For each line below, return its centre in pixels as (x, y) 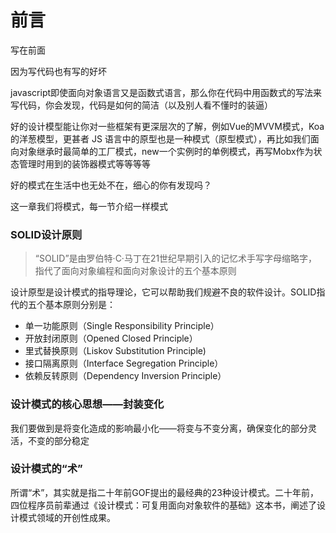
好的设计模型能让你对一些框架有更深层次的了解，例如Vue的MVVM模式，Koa (167, 126)
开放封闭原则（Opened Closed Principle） (111, 338)
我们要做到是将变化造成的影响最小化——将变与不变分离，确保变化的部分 (159, 428)
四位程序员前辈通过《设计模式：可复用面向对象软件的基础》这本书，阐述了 (163, 505)
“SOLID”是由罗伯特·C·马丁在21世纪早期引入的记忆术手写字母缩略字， (176, 258)
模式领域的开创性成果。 (67, 517)
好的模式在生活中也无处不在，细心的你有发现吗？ (111, 185)
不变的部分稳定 (58, 440)
